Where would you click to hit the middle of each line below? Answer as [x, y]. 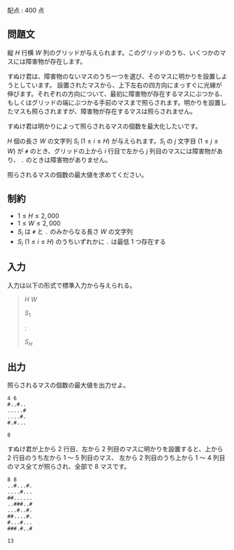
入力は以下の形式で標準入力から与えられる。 [72, 285]
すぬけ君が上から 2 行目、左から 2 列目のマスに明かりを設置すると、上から [115, 449]
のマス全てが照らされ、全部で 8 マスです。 [69, 467]
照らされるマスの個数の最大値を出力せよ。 [68, 385]
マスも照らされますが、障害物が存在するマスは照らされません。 [105, 111]
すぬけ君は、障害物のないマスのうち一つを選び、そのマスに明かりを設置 [111, 76]
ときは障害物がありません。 [72, 160]
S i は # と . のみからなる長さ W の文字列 [75, 233]
